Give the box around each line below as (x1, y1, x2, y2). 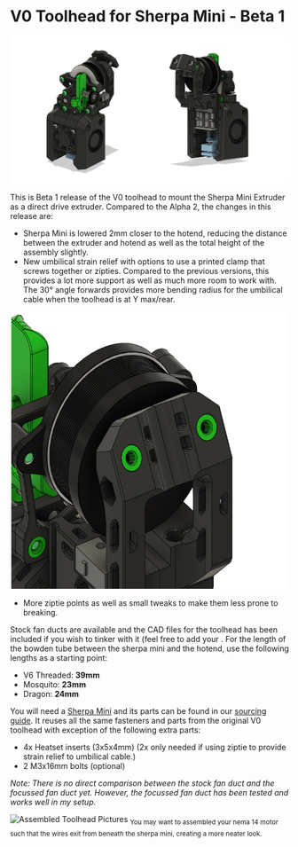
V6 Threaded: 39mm (22, 670, 100, 680)
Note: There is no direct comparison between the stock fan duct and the (10, 778, 275, 788)
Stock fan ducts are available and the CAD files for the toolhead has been (10, 624, 278, 635)
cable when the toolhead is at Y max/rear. (22, 294, 176, 305)
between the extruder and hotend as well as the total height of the (22, 238, 265, 248)
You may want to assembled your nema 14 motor (129, 818, 278, 827)
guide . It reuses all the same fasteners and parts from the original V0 (10, 716, 262, 726)
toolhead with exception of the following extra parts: (10, 725, 201, 735)
